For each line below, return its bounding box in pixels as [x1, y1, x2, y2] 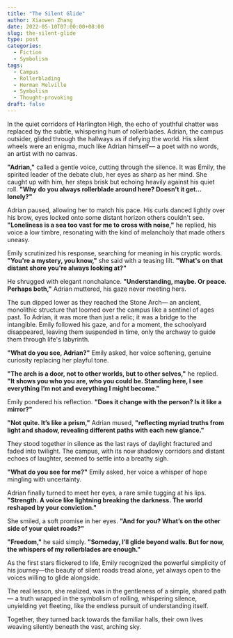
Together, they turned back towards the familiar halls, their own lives [7, 615, 204, 623]
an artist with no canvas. [7, 149, 78, 157]
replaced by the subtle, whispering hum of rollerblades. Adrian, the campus [7, 127, 224, 136]
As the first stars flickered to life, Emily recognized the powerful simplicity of [7, 558, 226, 567]
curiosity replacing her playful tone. [7, 356, 109, 364]
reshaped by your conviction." [7, 503, 97, 511]
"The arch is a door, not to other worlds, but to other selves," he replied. [7, 369, 218, 378]
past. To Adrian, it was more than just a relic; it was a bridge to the [7, 312, 197, 321]
